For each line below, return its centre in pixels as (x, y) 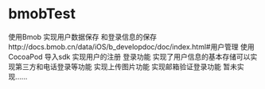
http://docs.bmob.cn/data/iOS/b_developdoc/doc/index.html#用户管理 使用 (131, 46)
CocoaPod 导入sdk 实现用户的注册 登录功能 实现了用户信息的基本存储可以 (129, 56)
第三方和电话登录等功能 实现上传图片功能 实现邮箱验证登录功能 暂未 (126, 66)
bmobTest (42, 14)
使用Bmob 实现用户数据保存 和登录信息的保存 (83, 37)
